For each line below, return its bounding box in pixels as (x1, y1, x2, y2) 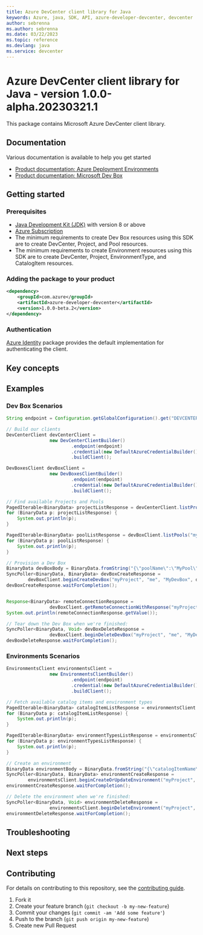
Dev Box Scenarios (6, 402, 63, 410)
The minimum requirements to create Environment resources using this (14, 247, 192, 254)
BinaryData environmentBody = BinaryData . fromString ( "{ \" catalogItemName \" (6, 766, 201, 772)
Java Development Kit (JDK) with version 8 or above (14, 221, 146, 229)
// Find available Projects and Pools (6, 498, 104, 505)
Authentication (6, 325, 51, 333)
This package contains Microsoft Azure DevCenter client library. (6, 120, 166, 127)
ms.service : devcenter (6, 48, 63, 54)
